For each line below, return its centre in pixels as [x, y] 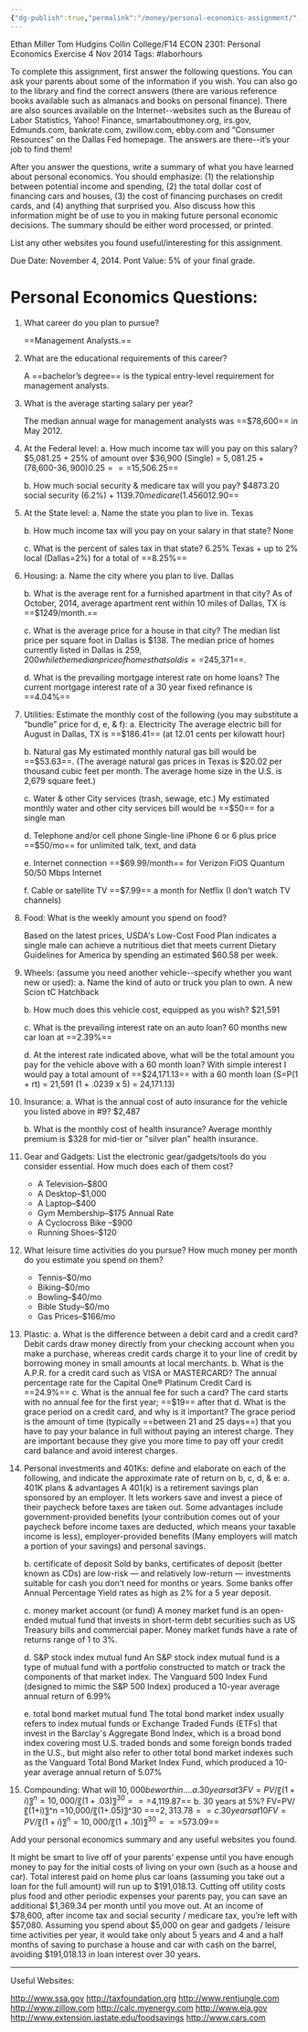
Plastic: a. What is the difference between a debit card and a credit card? [161, 1334]
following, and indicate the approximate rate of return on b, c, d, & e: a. [157, 1477]
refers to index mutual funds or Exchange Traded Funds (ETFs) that [150, 1723]
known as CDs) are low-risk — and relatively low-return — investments [157, 1573]
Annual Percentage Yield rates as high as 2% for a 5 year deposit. [148, 1593]
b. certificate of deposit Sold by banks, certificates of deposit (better [153, 1563]
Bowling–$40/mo [69, 1296]
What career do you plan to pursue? [91, 323]
